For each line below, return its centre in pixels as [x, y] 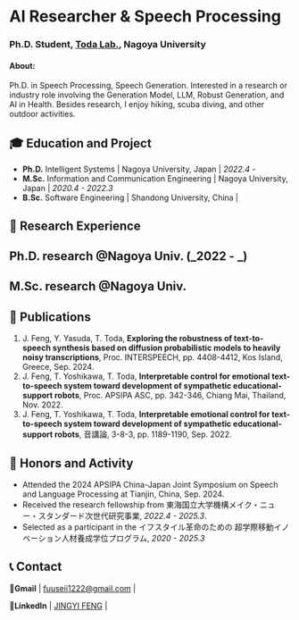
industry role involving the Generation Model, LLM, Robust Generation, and [147, 95]
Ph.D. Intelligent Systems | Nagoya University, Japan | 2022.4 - [139, 169]
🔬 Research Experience [75, 226]
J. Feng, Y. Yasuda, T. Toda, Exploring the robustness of [127, 339]
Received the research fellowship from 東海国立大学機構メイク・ [141, 504]
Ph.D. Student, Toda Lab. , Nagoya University [108, 45]
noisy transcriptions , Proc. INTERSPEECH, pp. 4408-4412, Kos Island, [152, 357]
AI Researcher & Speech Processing [145, 17]
